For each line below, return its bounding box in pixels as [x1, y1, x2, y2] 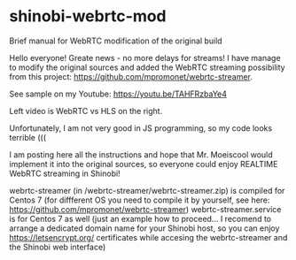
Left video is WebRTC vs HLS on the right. [9, 105, 163, 116]
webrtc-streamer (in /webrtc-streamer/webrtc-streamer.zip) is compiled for [9, 185, 285, 195]
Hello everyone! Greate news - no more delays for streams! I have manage [9, 52, 281, 63]
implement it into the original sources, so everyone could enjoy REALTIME [9, 158, 278, 169]
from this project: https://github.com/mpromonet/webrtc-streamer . [9, 71, 253, 81]
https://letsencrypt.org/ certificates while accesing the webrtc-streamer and [9, 232, 288, 242]
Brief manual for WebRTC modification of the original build [9, 35, 223, 46]
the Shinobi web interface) [9, 241, 106, 252]
